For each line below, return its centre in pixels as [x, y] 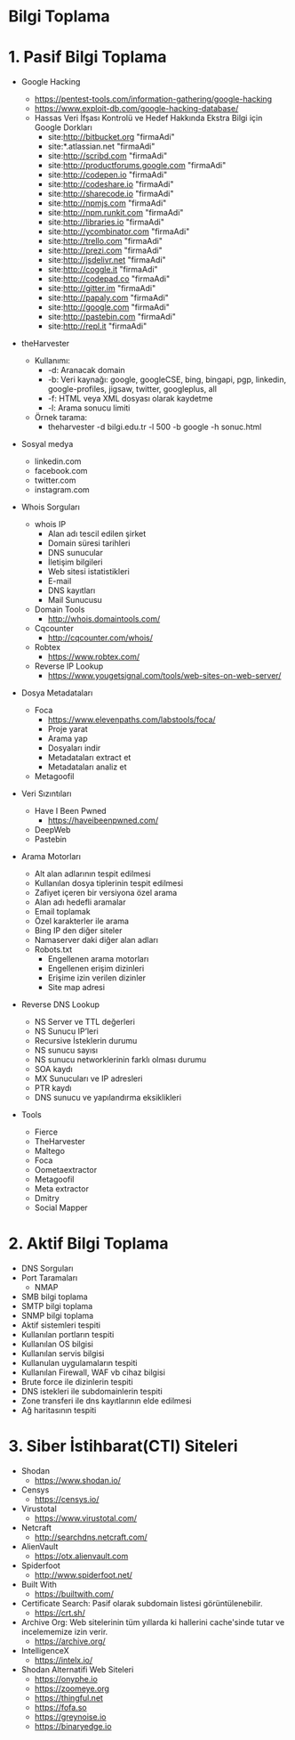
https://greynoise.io [70, 1717]
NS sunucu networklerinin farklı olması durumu [120, 1060]
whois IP [50, 524]
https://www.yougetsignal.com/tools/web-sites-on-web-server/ [164, 676]
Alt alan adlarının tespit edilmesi [93, 874]
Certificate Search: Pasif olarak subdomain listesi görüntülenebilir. [142, 1603]
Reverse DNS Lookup [60, 1004]
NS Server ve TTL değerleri [84, 1022]
